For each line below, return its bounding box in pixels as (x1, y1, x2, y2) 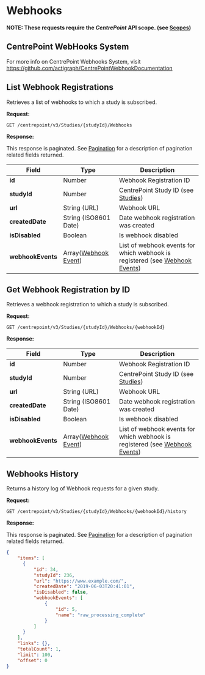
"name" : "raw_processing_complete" (55, 612, 146, 618)
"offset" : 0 (17, 657, 48, 663)
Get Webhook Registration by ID (6, 284, 131, 295)
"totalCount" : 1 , (17, 646, 62, 652)
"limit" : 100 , (17, 652, 53, 658)
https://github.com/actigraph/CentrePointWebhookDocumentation (6, 64, 173, 72)
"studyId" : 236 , (33, 572, 75, 578)
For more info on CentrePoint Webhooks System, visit (6, 57, 141, 65)
